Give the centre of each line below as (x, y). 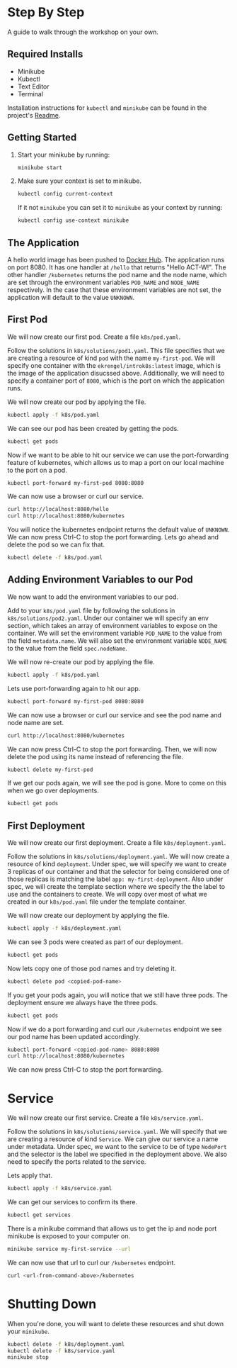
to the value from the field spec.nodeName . (67, 648)
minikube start (40, 167)
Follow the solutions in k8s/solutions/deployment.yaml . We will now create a (118, 857)
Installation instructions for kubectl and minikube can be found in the (107, 108)
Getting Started (42, 138)
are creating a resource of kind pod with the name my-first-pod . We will (111, 358)
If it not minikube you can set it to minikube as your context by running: (120, 208)
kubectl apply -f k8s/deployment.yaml (64, 929)
